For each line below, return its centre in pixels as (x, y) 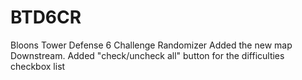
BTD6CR (46, 17)
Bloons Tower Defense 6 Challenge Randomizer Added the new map (151, 45)
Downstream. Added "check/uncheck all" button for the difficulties (147, 55)
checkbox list (38, 66)
